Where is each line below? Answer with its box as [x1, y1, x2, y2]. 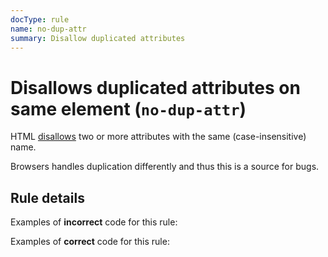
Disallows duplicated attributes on [10, 76, 301, 99]
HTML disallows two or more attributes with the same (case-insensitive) [10, 131, 307, 143]
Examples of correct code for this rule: [10, 236, 170, 248]
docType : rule [10, 14, 70, 25]
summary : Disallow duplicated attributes [10, 33, 186, 43]
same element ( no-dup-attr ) [10, 97, 247, 120]
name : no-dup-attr [10, 24, 87, 34]
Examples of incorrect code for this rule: [10, 216, 178, 228]
